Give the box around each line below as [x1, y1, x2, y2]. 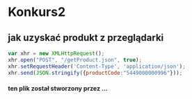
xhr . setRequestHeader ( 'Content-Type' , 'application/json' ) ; [8, 63, 186, 70]
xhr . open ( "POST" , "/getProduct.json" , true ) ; [8, 56, 142, 63]
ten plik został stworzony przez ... [8, 84, 109, 93]
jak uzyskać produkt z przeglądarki [8, 32, 164, 44]
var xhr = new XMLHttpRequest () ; [8, 50, 105, 57]
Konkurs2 [8, 4, 66, 20]
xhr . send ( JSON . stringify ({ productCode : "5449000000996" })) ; [8, 69, 183, 76]
